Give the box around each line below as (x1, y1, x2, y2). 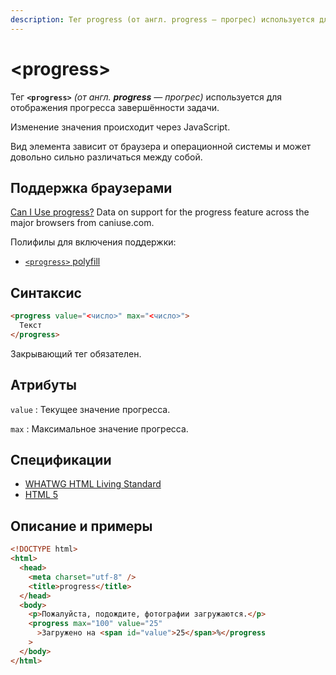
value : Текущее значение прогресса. (10, 403, 171, 415)
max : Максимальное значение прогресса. (10, 422, 189, 435)
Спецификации (10, 452, 112, 469)
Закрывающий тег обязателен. (10, 347, 142, 360)
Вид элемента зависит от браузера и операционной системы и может (10, 140, 312, 152)
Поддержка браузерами (10, 179, 173, 196)
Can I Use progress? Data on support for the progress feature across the (10, 206, 310, 218)
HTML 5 (24, 489, 59, 501)
